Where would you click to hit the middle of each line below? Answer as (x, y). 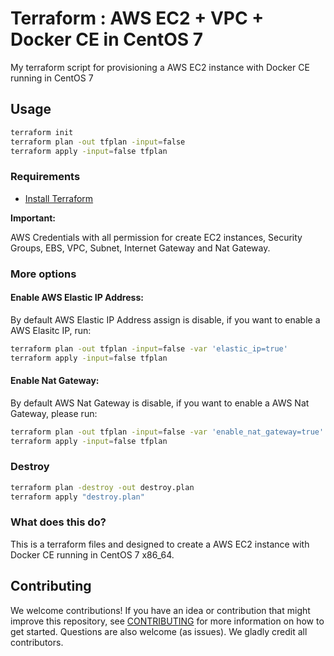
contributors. (37, 642)
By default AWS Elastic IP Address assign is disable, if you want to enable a (165, 319)
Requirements (45, 177)
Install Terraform (59, 198)
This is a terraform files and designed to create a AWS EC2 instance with (160, 544)
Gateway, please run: (54, 413)
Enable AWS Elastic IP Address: (77, 298)
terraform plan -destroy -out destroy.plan (102, 487)
